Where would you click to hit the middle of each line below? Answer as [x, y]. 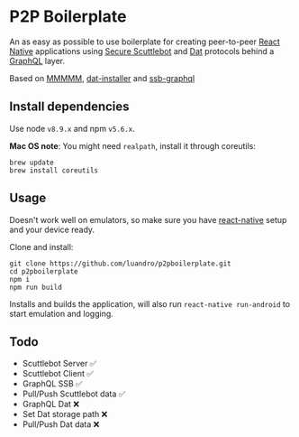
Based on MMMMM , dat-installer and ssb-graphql [102, 78]
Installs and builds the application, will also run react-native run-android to [150, 303]
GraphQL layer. [37, 60]
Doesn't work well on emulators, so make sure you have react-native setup [148, 219]
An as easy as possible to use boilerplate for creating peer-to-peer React [145, 42]
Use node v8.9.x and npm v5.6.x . [72, 128]
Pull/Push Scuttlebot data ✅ [74, 394]
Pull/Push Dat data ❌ [61, 424]
